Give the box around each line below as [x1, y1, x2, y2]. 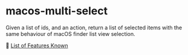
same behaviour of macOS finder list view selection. [5, 30, 135, 37]
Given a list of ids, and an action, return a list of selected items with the [5, 24, 183, 31]
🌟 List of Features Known [5, 42, 68, 49]
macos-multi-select [5, 4, 108, 18]
